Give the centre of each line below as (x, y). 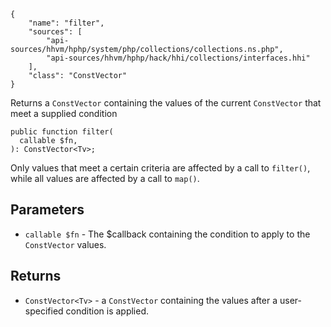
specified (44, 311)
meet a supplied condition (64, 113)
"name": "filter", (66, 23)
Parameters (47, 210)
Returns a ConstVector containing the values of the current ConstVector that (166, 103)
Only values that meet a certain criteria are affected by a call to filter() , (160, 168)
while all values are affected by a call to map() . (105, 178)
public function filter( (62, 132)
